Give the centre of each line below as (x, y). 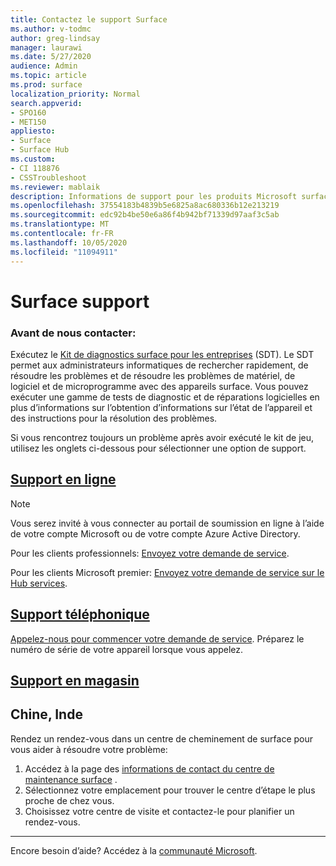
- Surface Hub (40, 150)
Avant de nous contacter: (73, 333)
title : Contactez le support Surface (89, 19)
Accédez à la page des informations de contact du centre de (149, 768)
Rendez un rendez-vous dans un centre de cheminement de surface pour (162, 738)
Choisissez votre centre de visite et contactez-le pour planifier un (159, 811)
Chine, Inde (46, 714)
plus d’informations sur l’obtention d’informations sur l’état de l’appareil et (161, 407)
